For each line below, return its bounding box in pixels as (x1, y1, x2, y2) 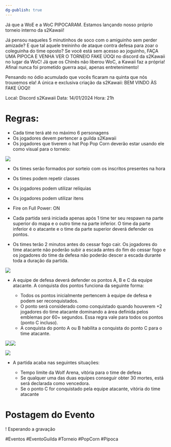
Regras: (5, 113, 39, 124)
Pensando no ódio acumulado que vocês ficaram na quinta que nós (5, 74, 148, 80)
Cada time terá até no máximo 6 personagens (12, 129, 109, 136)
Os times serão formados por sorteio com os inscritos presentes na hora (12, 165, 166, 171)
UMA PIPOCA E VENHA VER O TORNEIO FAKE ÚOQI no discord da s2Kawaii (5, 53, 165, 59)
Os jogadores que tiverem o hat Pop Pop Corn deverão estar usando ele (12, 140, 164, 146)
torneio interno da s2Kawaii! (5, 27, 65, 33)
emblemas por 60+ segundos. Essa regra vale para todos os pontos (20, 314, 163, 320)
